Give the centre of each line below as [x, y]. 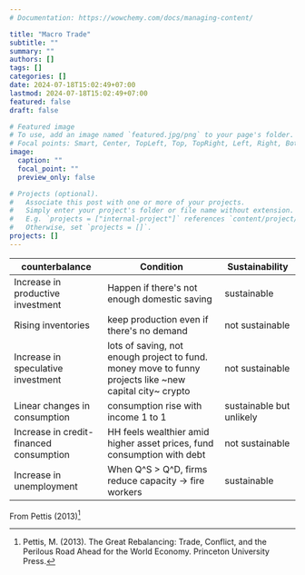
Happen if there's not [152, 287]
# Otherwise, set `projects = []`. [81, 228]
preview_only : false [56, 177]
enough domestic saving [160, 299]
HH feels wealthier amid [158, 431]
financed [33, 443]
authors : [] [32, 60]
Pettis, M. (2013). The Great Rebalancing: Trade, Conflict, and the [145, 542]
